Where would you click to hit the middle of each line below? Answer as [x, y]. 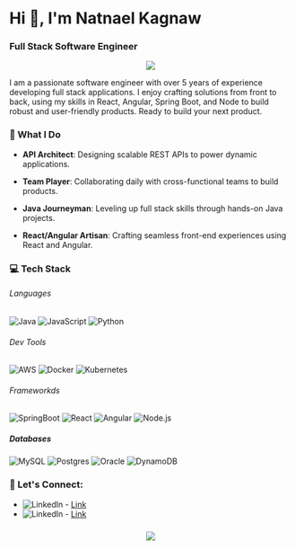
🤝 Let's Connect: [46, 484]
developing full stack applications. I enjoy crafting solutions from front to [143, 93]
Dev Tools [28, 342]
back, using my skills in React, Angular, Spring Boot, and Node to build [139, 102]
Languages [30, 293]
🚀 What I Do [35, 135]
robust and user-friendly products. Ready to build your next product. [136, 111]
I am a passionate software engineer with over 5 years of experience [136, 83]
